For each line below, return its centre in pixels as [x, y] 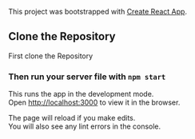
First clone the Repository [51, 56]
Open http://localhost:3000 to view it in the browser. [94, 102]
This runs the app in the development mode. [81, 94]
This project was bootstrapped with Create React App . [98, 12]
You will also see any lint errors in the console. [85, 126]
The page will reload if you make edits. [72, 118]
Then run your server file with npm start [87, 77]
